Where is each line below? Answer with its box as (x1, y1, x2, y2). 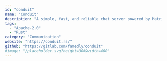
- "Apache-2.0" (9, 26, 41, 30)
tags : (5, 21, 16, 26)
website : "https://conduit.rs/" (5, 39, 72, 44)
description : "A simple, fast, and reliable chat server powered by (5, 16, 150, 21)
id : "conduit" (5, 7, 35, 12)
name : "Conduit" (5, 12, 39, 17)
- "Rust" (9, 30, 28, 35)
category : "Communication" (5, 35, 61, 40)
